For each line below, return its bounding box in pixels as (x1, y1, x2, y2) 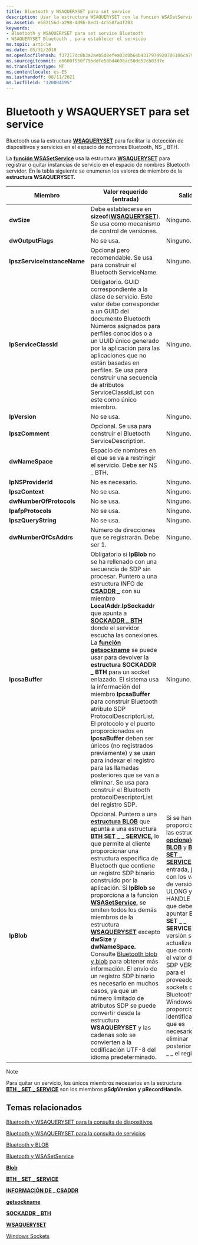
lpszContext (9, 487, 44, 495)
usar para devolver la (90, 653, 149, 661)
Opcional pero (90, 246, 130, 254)
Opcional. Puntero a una (90, 810, 157, 818)
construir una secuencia (90, 373, 158, 382)
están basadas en (90, 359, 140, 367)
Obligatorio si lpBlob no (90, 550, 156, 558)
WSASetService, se (90, 898, 146, 906)
